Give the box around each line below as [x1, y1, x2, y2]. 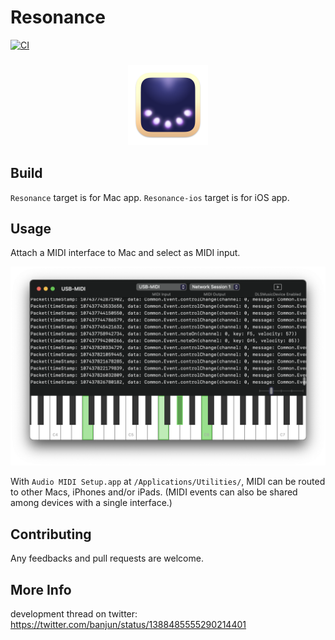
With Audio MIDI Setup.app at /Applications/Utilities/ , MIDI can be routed [10, 476, 326, 488]
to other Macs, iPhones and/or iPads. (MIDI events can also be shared [10, 486, 298, 498]
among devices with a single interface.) [10, 497, 173, 509]
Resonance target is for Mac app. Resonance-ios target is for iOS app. [10, 191, 290, 203]
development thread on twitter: [10, 608, 138, 620]
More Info [10, 581, 72, 598]
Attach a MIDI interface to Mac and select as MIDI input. [10, 247, 241, 259]
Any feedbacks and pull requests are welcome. [10, 552, 204, 565]
